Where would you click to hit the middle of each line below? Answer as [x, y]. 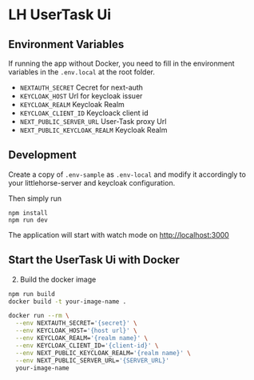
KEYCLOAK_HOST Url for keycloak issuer [81, 96]
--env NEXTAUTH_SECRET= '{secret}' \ [76, 323]
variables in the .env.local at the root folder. [82, 72]
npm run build [32, 294]
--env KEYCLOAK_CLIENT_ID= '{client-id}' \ [87, 346]
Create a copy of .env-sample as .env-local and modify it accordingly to [127, 174]
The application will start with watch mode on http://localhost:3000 [119, 234]
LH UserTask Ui [60, 15]
